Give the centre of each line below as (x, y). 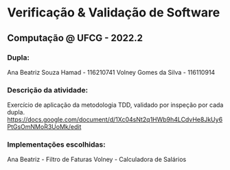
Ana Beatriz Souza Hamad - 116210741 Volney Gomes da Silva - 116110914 (111, 72)
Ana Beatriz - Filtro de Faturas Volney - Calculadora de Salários (97, 160)
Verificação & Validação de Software (114, 13)
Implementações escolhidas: (56, 145)
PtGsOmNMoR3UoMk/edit (44, 127)
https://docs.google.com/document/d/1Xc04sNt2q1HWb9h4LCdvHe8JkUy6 (115, 120)
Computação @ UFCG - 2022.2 (75, 38)
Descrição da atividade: (47, 90)
